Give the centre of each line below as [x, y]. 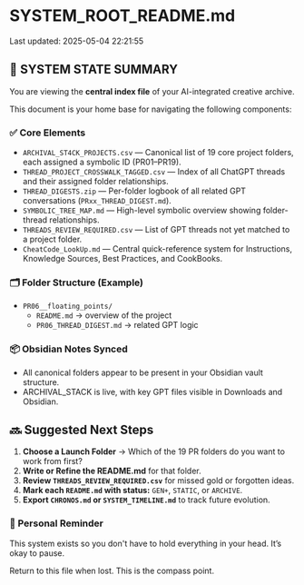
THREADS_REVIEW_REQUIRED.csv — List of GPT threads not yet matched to [156, 230]
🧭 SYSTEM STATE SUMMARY [94, 69]
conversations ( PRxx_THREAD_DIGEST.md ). [97, 201]
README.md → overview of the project [104, 315]
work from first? [53, 461]
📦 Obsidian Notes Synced [69, 349]
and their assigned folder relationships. [96, 182]
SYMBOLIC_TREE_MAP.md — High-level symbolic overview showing [142, 211]
